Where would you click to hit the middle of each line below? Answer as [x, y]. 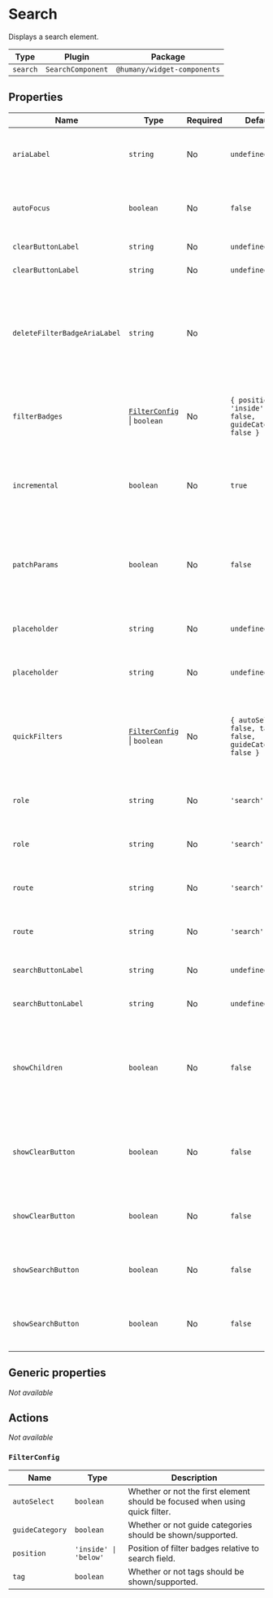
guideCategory [40, 1530]
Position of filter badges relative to [194, 1548]
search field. [152, 1558]
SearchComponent [77, 69]
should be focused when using [187, 1501]
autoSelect [33, 1501]
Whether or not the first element [189, 1491]
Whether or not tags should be [186, 1571]
